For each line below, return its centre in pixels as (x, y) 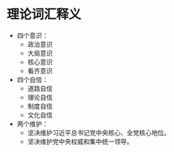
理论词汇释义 (44, 14)
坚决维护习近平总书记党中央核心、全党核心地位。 (99, 132)
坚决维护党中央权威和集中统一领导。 (80, 141)
